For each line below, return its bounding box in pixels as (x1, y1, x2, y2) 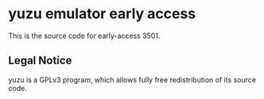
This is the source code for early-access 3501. (8, 31, 161, 40)
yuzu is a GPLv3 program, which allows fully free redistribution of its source (8, 74, 257, 84)
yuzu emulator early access (8, 5, 196, 23)
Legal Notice (8, 54, 72, 67)
